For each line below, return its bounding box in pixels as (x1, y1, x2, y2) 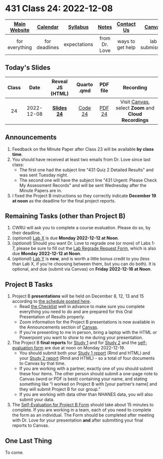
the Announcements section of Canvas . (19, 324, 98, 330)
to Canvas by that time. (19, 361, 66, 367)
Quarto (76, 81, 93, 88)
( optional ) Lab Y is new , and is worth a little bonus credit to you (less (12, 256, 150, 262)
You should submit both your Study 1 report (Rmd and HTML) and (19, 350, 150, 356)
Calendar (37, 23, 59, 30)
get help (116, 44, 136, 51)
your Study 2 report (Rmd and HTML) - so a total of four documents (19, 355, 155, 361)
